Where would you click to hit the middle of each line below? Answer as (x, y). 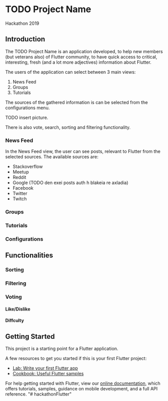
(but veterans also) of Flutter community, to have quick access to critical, (81, 57)
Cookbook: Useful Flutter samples (48, 373)
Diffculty (15, 321)
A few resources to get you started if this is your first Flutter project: (76, 358)
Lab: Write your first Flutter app (45, 368)
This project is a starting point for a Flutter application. (62, 348)
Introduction (25, 39)
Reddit (19, 177)
